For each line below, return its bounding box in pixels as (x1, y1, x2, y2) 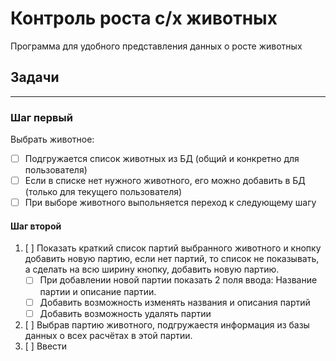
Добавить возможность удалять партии (39, 307, 212, 319)
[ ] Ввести (24, 340, 68, 352)
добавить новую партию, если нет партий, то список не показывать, (24, 253, 320, 265)
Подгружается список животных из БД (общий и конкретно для (24, 153, 300, 165)
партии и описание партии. (39, 285, 157, 297)
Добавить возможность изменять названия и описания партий (39, 296, 311, 308)
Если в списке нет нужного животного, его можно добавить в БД (24, 175, 306, 187)
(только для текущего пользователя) (24, 186, 183, 198)
